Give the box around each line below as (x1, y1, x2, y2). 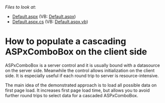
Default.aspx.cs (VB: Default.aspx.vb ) (12, 19, 88, 24)
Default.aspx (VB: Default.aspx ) (12, 14, 76, 19)
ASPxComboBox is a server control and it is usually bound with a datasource (5, 62, 160, 68)
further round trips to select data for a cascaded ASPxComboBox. (5, 92, 138, 98)
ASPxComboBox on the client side (5, 46, 147, 58)
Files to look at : (5, 4, 36, 10)
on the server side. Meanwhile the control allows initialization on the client (5, 67, 155, 73)
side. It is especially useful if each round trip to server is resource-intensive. (5, 73, 159, 79)
